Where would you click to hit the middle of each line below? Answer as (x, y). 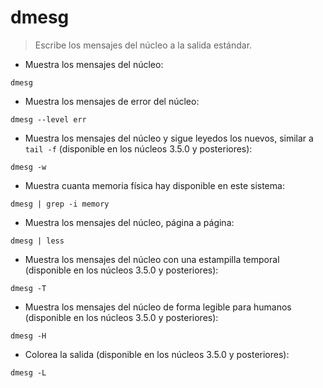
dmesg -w (28, 167)
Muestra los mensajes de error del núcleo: (112, 101)
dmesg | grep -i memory (60, 204)
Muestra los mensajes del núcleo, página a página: (129, 222)
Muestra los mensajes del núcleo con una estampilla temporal (152, 259)
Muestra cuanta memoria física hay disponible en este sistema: (154, 185)
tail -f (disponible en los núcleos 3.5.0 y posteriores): (138, 148)
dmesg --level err (48, 119)
